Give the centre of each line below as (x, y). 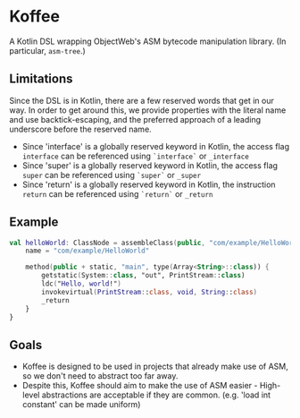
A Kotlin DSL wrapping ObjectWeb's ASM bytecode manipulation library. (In (148, 41)
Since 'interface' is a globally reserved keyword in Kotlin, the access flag (156, 146)
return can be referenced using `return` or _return (117, 193)
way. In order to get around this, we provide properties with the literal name (148, 110)
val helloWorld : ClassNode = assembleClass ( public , (107, 243)
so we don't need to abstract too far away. (100, 376)
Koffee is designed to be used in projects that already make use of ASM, (155, 367)
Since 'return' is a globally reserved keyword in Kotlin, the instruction (149, 184)
